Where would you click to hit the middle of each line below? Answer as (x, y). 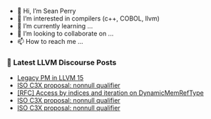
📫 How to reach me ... (50, 41)
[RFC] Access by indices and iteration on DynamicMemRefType (110, 93)
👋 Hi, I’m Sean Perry (46, 11)
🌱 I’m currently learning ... (55, 26)
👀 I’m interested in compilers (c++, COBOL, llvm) (88, 18)
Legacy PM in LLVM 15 (50, 78)
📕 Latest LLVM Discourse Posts (62, 62)
